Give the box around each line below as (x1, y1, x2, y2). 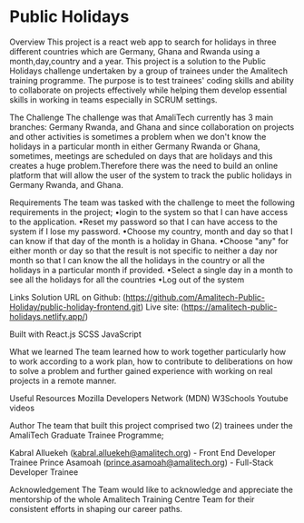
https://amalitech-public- (183, 301, 278, 312)
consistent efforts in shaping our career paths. (9, 503, 183, 514)
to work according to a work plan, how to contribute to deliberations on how (9, 356, 293, 367)
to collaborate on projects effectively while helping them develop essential (9, 84, 288, 95)
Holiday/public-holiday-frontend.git (9, 301, 141, 312)
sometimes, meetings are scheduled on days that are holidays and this (9, 150, 273, 161)
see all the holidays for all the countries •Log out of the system (9, 274, 245, 285)
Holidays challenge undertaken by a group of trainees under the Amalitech (9, 65, 289, 76)
